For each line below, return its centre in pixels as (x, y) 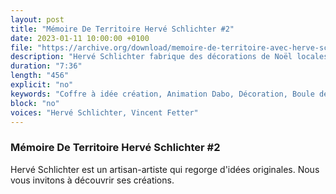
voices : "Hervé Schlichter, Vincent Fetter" (104, 112)
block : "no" (35, 103)
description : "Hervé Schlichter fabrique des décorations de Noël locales (169, 57)
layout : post (37, 19)
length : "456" (40, 76)
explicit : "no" (42, 85)
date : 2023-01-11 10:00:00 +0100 (80, 38)
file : (21, 47)
